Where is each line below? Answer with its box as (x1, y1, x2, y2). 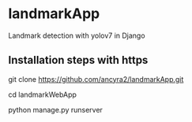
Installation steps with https (8, 54, 149, 67)
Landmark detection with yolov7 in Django (8, 31, 145, 40)
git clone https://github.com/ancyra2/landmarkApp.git (8, 74, 184, 83)
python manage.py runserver (8, 105, 103, 114)
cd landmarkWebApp (8, 90, 77, 99)
